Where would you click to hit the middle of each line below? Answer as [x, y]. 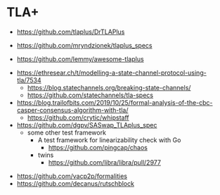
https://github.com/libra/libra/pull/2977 [104, 162]
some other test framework [67, 132]
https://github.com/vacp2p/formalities [72, 176]
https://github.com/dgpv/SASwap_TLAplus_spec [87, 125]
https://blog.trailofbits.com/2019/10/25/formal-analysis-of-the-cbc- [115, 102]
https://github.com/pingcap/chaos [98, 147]
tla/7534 [29, 80]
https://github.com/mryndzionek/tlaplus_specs [84, 45]
